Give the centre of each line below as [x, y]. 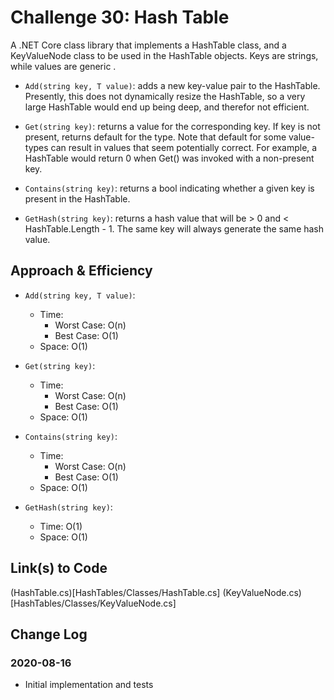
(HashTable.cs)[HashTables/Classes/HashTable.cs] [115, 592]
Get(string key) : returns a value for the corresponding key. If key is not [172, 126]
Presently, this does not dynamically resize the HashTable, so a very [165, 96]
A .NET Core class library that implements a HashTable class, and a [148, 45]
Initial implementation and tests [89, 685]
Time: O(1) [61, 526]
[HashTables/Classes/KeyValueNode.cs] [93, 603]
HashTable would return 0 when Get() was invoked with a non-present [169, 158]
